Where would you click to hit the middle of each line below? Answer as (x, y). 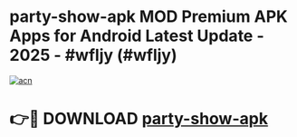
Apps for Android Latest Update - (137, 36)
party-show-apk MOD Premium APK (148, 17)
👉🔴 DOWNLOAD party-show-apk (139, 119)
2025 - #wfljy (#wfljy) (93, 55)
